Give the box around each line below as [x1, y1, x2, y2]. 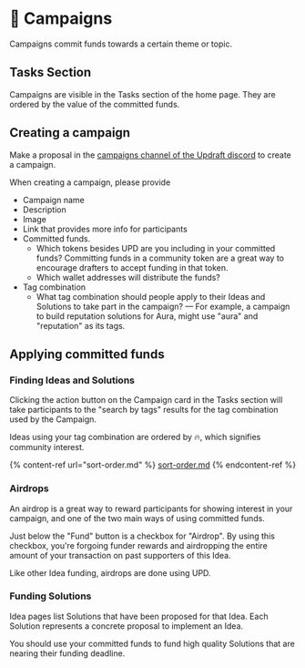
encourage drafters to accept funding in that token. [36, 262, 229, 272]
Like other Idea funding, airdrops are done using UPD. [9, 567, 211, 578]
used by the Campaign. [9, 414, 97, 425]
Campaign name [22, 194, 85, 205]
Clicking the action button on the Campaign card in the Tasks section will [9, 395, 283, 406]
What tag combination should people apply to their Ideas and [36, 291, 266, 302]
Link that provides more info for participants [22, 223, 188, 234]
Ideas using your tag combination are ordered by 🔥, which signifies [9, 432, 261, 443]
